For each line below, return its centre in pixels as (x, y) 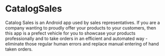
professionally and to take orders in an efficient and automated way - (76, 38)
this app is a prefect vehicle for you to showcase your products (70, 33)
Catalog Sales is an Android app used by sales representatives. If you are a (83, 22)
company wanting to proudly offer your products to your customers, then (81, 27)
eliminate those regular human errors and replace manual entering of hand (82, 43)
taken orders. (19, 49)
